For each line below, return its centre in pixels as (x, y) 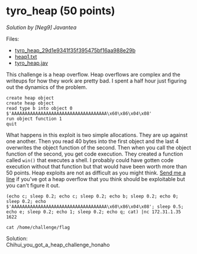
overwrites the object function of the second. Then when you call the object (98, 147)
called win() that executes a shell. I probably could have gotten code (90, 160)
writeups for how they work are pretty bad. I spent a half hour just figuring (96, 81)
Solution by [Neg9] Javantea (41, 27)
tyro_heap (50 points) (61, 11)
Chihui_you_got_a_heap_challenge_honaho (58, 245)
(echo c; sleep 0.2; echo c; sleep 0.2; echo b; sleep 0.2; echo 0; (92, 196)
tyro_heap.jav (31, 63)
